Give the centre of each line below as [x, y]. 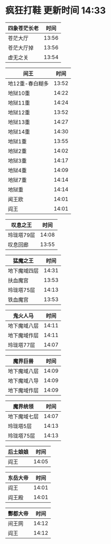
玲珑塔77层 [21, 345]
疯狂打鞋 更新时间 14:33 [55, 11]
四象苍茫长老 [24, 28]
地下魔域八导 [24, 380]
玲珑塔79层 [21, 235]
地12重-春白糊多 [28, 83]
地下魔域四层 [24, 271]
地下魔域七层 [24, 416]
